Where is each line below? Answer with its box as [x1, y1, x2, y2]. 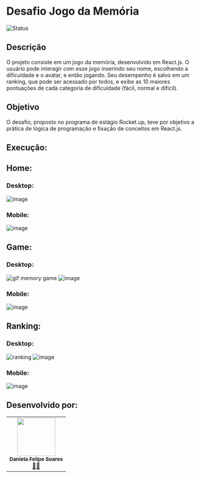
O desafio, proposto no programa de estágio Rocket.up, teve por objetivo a [6, 118, 195, 126]
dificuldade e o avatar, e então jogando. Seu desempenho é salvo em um [6, 71, 190, 79]
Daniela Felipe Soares [9, 455, 63, 462]
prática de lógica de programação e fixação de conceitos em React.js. [6, 125, 183, 132]
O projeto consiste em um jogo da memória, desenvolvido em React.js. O [6, 58, 190, 65]
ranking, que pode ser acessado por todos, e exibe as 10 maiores [6, 78, 171, 85]
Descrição [6, 42, 46, 53]
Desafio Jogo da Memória [6, 4, 140, 18]
